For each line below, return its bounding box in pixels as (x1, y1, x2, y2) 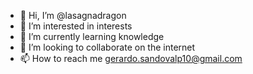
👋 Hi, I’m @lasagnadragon (19, 10, 127, 21)
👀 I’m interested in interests (19, 20, 133, 32)
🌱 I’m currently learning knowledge (19, 31, 165, 42)
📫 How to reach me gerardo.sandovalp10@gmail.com (19, 53, 243, 64)
